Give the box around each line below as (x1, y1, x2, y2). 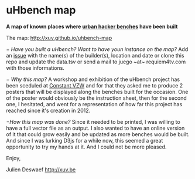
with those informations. (6, 64, 64, 71)
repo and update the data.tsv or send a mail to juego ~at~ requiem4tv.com (6, 58, 186, 65)
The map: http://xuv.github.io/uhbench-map (6, 34, 112, 41)
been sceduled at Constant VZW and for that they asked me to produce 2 (6, 82, 183, 89)
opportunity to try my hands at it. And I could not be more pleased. (6, 143, 167, 150)
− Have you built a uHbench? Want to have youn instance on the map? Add (6, 45, 189, 53)
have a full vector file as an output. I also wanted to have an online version (6, 124, 185, 131)
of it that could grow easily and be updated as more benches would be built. (6, 130, 190, 138)
